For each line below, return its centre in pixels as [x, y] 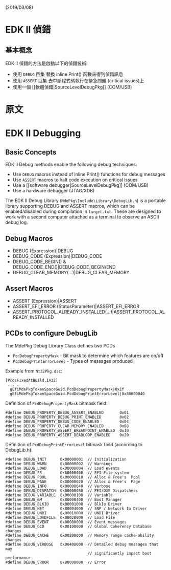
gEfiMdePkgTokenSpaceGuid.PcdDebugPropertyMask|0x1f [67, 389]
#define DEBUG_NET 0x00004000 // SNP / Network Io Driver [76, 509]
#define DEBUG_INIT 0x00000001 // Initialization [66, 459]
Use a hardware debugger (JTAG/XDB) [54, 191]
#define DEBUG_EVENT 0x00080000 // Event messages [66, 522]
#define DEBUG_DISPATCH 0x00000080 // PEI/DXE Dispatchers [72, 491]
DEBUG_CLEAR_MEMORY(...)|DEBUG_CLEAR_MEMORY [71, 272]
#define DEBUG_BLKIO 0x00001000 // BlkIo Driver [64, 504]
